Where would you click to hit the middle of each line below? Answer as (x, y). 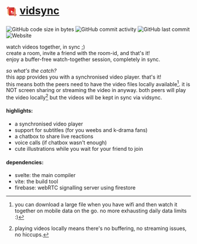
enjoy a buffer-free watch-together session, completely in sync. (83, 59)
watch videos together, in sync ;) (46, 47)
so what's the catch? (31, 70)
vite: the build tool (36, 182)
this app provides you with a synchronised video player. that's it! (84, 77)
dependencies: (25, 162)
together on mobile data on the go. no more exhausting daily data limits (101, 211)
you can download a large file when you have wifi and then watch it (96, 205)
